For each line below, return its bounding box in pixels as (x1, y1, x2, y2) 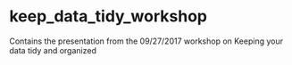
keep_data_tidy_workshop (9, 6, 208, 27)
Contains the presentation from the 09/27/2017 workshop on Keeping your (9, 36, 284, 46)
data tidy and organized (9, 45, 96, 55)
